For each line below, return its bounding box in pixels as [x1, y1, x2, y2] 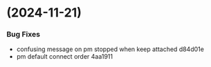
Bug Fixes [6, 30, 41, 39]
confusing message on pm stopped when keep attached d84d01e [16, 45, 205, 53]
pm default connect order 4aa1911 [16, 52, 113, 61]
